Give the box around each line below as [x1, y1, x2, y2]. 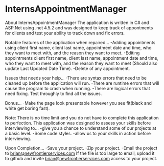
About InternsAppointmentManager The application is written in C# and [5, 20, 149, 25]
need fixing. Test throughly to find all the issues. [5, 91, 102, 96]
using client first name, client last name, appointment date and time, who [5, 45, 152, 50]
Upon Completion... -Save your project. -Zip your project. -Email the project [5, 145, 158, 151]
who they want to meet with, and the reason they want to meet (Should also [5, 60, 158, 66]
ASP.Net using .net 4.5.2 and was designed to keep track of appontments [5, 24, 153, 30]
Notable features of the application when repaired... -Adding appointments [5, 39, 156, 45]
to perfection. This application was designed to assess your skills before [5, 120, 151, 126]
